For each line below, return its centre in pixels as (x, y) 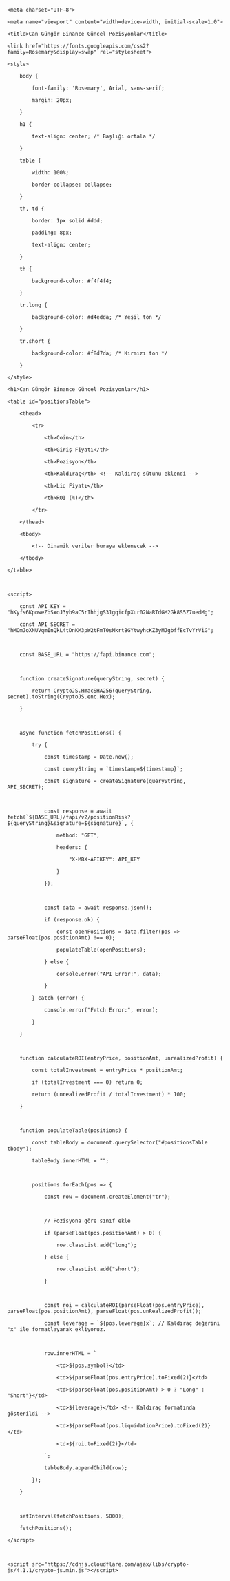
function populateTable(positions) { (74, 1131)
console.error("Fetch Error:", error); (101, 1010)
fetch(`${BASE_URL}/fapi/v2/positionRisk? (69, 817)
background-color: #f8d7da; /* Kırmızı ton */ (100, 353)
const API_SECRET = (48, 625)
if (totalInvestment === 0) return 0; (87, 1082)
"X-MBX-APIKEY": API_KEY (104, 859)
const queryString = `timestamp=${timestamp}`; (114, 769)
